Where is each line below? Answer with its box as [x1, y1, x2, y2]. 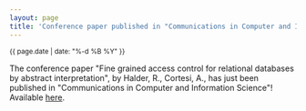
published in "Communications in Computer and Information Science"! [9, 82, 273, 93]
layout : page [9, 13, 59, 23]
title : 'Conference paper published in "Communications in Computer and [9, 22, 291, 31]
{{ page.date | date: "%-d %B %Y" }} [9, 46, 126, 55]
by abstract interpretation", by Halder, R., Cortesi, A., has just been [9, 72, 260, 83]
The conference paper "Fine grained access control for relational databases [9, 63, 294, 74]
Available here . [9, 92, 66, 103]
